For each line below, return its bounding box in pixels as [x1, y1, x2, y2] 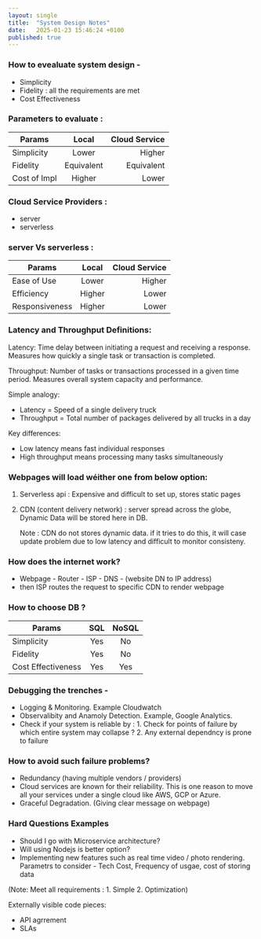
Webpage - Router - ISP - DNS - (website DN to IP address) [19, 574, 212, 584]
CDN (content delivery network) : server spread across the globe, [19, 504, 231, 515]
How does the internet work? [8, 556, 121, 567]
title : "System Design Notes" [8, 19, 111, 27]
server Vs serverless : [8, 242, 94, 253]
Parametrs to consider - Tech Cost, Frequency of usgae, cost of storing [19, 861, 251, 871]
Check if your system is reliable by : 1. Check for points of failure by [19, 719, 237, 728]
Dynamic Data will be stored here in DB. [19, 513, 148, 523]
